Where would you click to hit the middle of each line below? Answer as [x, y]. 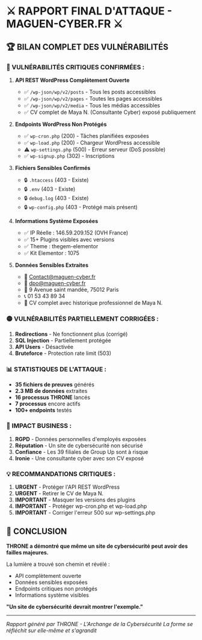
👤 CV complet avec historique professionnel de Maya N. [93, 303]
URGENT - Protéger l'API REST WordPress [67, 487]
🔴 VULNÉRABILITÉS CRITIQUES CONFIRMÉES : [75, 67]
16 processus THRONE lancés [53, 397]
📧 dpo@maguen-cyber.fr [55, 283]
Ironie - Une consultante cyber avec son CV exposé [79, 458]
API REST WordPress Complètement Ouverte [72, 80]
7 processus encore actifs [47, 404]
